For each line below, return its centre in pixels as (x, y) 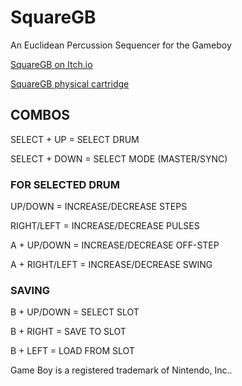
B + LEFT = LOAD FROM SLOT (72, 351)
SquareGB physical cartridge (70, 83)
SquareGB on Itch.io (51, 64)
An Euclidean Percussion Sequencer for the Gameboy (121, 45)
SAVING (30, 290)
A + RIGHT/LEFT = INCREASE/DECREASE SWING (111, 265)
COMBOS (40, 115)
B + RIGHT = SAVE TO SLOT (68, 332)
